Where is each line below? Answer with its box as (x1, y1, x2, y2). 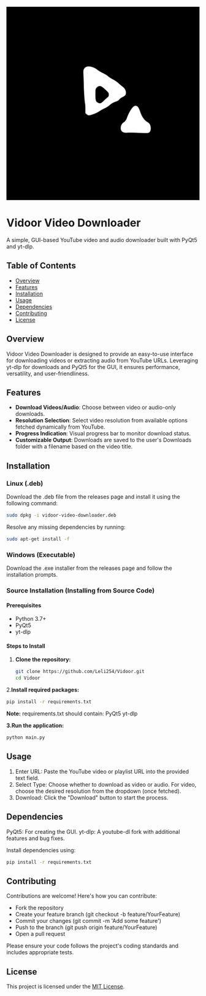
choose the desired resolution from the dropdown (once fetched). (15, 787, 181, 795)
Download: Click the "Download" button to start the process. (15, 793, 169, 801)
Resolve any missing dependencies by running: (6, 523, 126, 531)
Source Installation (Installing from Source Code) (6, 586, 155, 595)
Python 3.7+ (15, 615, 47, 623)
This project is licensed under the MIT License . (6, 983, 125, 990)
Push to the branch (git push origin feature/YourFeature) (15, 924, 158, 931)
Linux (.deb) (6, 479, 44, 488)
